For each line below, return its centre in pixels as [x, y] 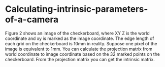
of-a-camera [32, 19]
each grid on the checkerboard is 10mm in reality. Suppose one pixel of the [81, 43]
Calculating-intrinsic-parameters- [77, 9]
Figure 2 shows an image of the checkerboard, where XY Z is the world [77, 33]
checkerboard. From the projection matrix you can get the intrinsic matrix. [80, 59]
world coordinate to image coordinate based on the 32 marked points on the [82, 54]
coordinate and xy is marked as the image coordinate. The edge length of [80, 38]
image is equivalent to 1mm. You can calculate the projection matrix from [79, 49]
